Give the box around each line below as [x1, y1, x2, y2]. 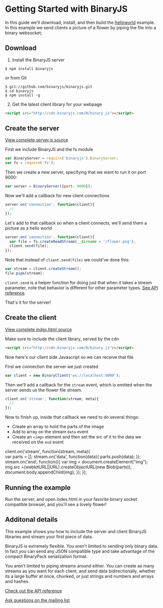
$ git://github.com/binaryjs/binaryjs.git [5, 84, 92, 89]
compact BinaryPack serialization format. [5, 553, 88, 559]
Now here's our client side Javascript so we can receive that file [5, 354, 134, 360]
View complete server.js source [5, 137, 68, 143]
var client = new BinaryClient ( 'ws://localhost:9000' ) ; [5, 373, 121, 378]
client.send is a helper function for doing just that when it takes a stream [5, 279, 152, 285]
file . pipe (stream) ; [5, 271, 45, 276]
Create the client [5, 313, 57, 322]
